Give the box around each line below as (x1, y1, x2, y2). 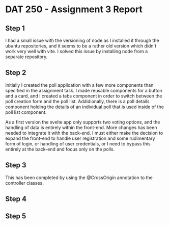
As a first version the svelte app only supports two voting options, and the (5, 119, 160, 125)
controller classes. (5, 180, 44, 186)
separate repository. (5, 54, 48, 60)
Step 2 (5, 68, 26, 77)
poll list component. (5, 109, 47, 115)
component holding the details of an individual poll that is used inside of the (5, 104, 164, 110)
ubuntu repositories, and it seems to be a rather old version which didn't (5, 43, 157, 49)
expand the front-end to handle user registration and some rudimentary (5, 135, 155, 141)
